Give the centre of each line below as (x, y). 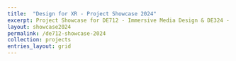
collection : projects (39, 40)
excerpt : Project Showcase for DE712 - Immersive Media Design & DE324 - (119, 20)
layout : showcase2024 (39, 27)
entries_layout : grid (39, 46)
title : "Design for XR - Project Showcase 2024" (82, 14)
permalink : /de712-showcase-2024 (57, 33)
